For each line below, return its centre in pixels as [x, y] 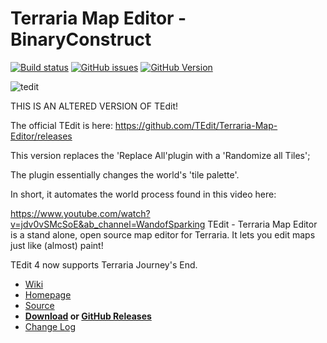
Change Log [50, 326]
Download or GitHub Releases [88, 316]
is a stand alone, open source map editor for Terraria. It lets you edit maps [163, 234]
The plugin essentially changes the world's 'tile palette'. [125, 174]
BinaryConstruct [81, 39]
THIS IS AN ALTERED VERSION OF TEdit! [94, 106]
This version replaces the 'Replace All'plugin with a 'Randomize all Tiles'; [160, 155]
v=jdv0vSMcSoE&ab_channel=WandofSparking [108, 224]
